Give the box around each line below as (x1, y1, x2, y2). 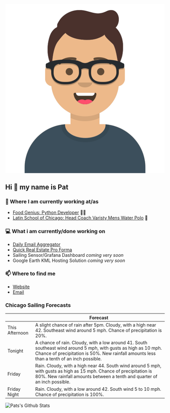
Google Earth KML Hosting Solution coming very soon (12, 257, 125, 263)
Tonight (7, 348, 24, 354)
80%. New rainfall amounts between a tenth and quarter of (35, 374, 158, 380)
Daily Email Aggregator (12, 241, 61, 247)
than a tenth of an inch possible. (35, 356, 102, 362)
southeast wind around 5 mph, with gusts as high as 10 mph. (35, 345, 162, 351)
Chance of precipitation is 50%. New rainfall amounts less (35, 350, 156, 356)
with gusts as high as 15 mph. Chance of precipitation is (35, 368, 152, 374)
